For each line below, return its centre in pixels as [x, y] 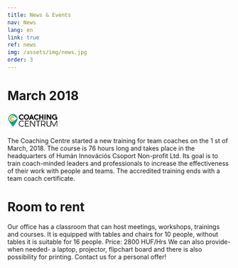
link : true [23, 38]
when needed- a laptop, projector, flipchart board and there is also [105, 249]
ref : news [22, 45]
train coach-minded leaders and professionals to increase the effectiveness [118, 163]
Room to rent [46, 207]
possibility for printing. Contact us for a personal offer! [87, 257]
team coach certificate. [42, 178]
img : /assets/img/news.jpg [47, 52]
